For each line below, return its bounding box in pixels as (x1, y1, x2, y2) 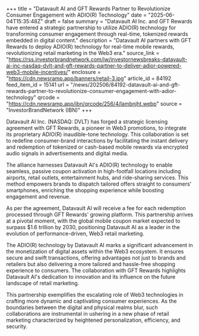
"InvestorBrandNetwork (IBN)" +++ (6, 107, 93, 113)
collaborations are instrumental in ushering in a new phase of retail (6, 310, 169, 317)
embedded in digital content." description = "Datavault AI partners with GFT (6, 37, 192, 44)
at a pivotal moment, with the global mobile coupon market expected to (6, 217, 181, 224)
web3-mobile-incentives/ (6, 69, 68, 75)
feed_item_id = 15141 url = (6, 81, 70, 88)
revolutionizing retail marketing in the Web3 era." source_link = (6, 50, 160, 56)
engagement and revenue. (6, 193, 71, 200)
